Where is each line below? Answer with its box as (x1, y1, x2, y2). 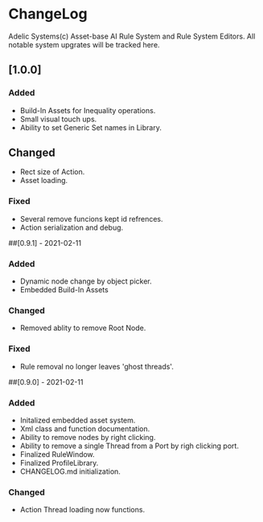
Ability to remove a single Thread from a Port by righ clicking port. (19, 441, 240, 451)
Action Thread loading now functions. (19, 505, 146, 515)
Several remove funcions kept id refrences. (19, 214, 163, 223)
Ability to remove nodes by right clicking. (19, 432, 156, 442)
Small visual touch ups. (19, 114, 97, 124)
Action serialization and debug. (19, 222, 124, 232)
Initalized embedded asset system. (19, 415, 136, 425)
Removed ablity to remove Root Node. (19, 323, 146, 333)
